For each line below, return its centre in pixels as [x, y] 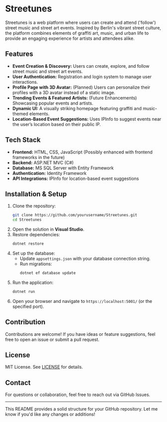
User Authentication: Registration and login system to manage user [82, 76]
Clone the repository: [34, 206]
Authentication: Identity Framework [49, 173]
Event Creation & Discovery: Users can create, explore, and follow [81, 66]
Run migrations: [36, 264]
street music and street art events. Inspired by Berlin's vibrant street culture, [83, 27]
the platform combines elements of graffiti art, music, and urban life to [77, 33]
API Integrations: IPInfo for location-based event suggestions [76, 178]
